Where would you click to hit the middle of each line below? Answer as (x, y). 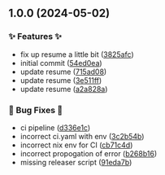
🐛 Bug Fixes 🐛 (36, 110)
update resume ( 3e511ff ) (61, 80)
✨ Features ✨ (35, 37)
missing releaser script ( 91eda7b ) (76, 162)
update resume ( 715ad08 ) (63, 72)
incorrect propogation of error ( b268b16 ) (89, 153)
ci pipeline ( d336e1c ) (55, 127)
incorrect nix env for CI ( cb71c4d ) (76, 145)
